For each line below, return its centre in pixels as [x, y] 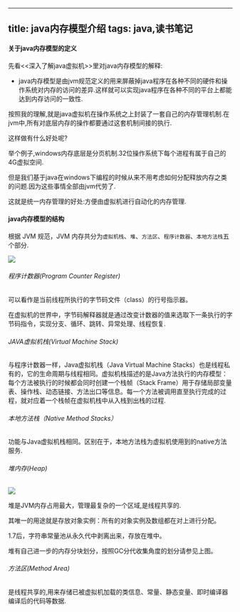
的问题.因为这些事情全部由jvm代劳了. [62, 186]
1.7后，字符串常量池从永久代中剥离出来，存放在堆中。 [87, 536]
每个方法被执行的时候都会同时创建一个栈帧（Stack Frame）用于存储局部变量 [120, 383]
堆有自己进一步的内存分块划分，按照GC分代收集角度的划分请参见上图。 [113, 551]
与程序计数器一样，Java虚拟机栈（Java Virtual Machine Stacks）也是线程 [116, 365]
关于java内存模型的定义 [43, 48]
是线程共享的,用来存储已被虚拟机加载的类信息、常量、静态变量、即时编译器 [118, 592]
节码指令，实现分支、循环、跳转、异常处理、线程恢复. [87, 323]
